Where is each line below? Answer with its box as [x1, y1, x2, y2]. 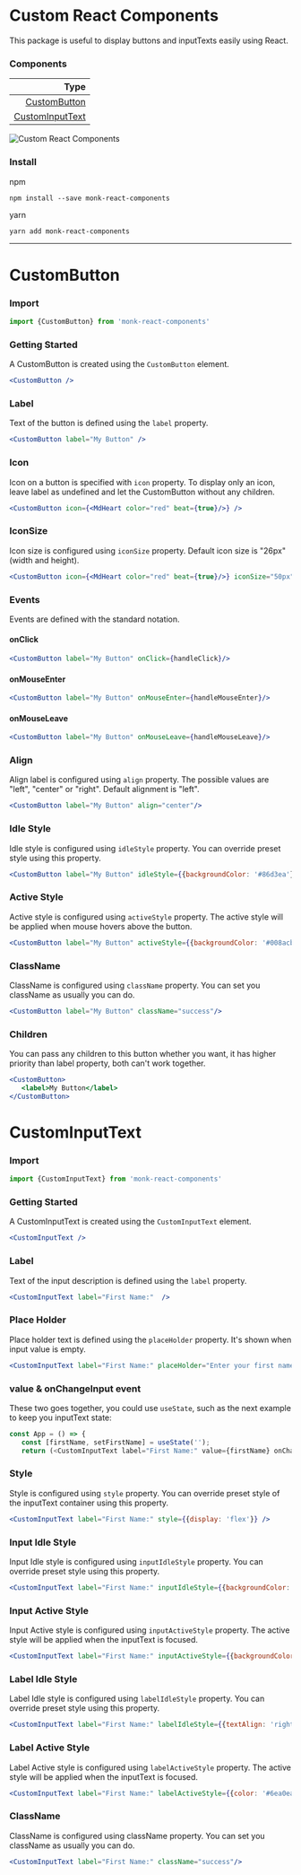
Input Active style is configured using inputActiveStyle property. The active [9, 1625, 290, 1635]
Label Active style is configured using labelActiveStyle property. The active [9, 1762, 292, 1773]
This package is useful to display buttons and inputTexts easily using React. [9, 35, 288, 46]
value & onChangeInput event [9, 1382, 142, 1395]
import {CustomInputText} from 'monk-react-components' [9, 1174, 222, 1184]
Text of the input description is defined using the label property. [9, 1275, 247, 1286]
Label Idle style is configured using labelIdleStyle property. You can [9, 1693, 265, 1705]
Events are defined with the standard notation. [9, 614, 181, 624]
